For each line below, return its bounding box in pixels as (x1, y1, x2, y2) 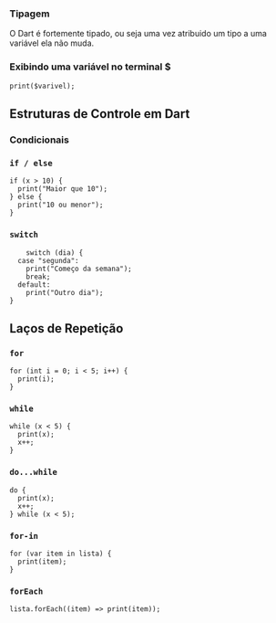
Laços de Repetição (9, 321, 124, 336)
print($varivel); (9, 81, 76, 90)
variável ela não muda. (9, 37, 95, 48)
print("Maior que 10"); (17, 185, 107, 194)
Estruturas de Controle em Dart (9, 106, 190, 121)
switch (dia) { (26, 248, 84, 258)
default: (17, 280, 51, 290)
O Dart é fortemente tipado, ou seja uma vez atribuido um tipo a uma (9, 28, 267, 39)
